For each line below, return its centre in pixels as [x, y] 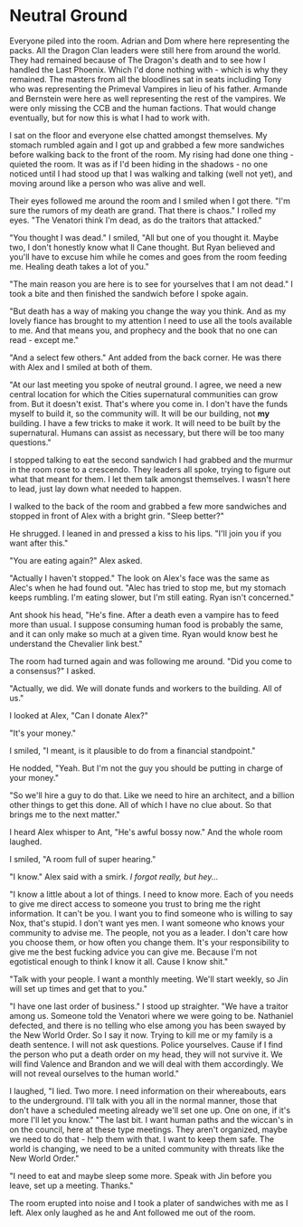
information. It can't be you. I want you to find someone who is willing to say [151, 913]
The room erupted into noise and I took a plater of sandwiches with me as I [149, 1203]
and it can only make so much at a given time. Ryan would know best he [144, 633]
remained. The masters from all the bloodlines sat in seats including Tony [146, 79]
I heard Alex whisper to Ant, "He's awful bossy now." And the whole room [146, 832]
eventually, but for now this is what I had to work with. [110, 118]
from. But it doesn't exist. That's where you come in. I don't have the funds [148, 404]
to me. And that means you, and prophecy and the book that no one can [143, 330]
